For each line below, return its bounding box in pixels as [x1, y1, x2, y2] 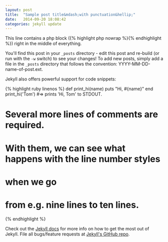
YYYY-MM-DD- [118, 61, 150, 67]
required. [5, 119, 45, 131]
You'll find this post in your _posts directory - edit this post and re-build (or [5, 50, 159, 56]
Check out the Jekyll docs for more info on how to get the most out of [5, 225, 149, 231]
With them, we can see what [5, 142, 126, 154]
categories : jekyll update [5, 21, 62, 27]
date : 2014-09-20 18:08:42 [5, 17, 66, 22]
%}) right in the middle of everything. [5, 41, 82, 47]
